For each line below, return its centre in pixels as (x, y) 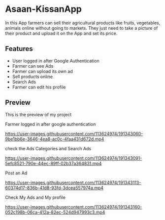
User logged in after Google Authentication (56, 61)
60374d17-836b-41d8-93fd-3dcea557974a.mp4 (54, 188)
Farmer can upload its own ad (42, 71)
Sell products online (33, 76)
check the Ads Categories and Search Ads (48, 148)
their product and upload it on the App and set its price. (61, 33)
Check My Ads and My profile (35, 197)
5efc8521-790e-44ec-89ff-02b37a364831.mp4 (53, 163)
